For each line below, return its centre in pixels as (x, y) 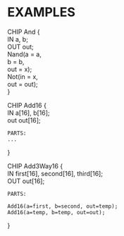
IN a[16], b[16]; (29, 113)
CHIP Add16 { (27, 105)
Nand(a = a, (25, 54)
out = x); (20, 69)
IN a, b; (18, 39)
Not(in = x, (23, 76)
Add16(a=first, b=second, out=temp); (63, 206)
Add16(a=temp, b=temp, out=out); (56, 212)
